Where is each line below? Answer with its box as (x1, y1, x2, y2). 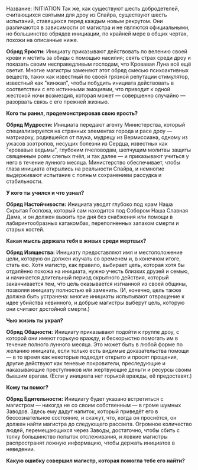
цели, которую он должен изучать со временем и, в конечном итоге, (6, 255, 181, 262)
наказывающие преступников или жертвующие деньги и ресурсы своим (6, 366, 191, 373)
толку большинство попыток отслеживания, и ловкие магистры (6, 433, 168, 440)
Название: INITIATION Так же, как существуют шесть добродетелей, (6, 5, 180, 12)
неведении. (6, 446, 35, 452)
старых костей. (6, 226, 45, 233)
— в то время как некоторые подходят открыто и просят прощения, (6, 353, 178, 360)
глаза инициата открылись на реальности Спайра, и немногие (6, 165, 164, 172)
